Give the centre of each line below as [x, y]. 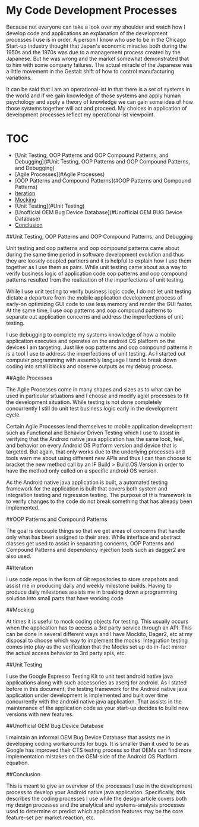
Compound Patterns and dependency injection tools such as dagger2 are [96, 550]
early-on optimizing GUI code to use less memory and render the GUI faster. [99, 304]
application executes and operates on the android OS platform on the [91, 341]
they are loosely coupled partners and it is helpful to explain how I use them [99, 261]
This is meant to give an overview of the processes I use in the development [99, 786]
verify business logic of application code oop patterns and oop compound [97, 273]
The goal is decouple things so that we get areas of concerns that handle [96, 530]
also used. [19, 556]
